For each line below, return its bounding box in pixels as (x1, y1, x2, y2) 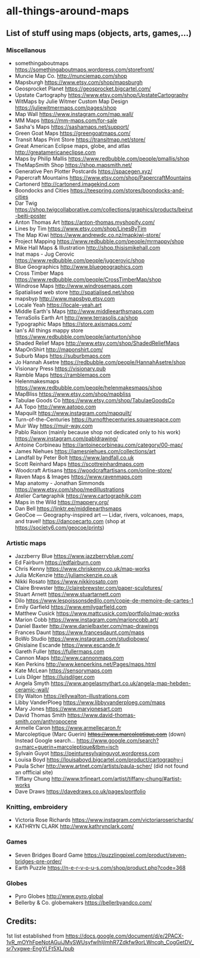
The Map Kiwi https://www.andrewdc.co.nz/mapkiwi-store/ (14, 231, 161, 238)
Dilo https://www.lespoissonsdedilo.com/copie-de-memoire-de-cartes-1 (14, 597, 194, 604)
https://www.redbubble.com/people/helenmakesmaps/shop (14, 384, 162, 391)
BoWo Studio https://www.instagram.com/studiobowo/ (14, 635, 149, 642)
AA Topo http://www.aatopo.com (14, 403, 97, 410)
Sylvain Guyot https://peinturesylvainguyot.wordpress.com (14, 750, 160, 757)
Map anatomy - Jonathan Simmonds (14, 479, 104, 486)
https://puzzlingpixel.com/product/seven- (84, 851, 187, 859)
